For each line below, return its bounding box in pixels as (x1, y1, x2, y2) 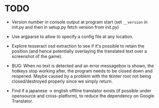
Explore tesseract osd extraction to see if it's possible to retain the (11, 43, 144, 49)
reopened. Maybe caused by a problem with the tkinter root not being (11, 73, 151, 79)
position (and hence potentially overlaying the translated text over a (11, 48, 147, 54)
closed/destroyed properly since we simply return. (11, 78, 113, 84)
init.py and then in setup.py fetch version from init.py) (11, 24, 119, 30)
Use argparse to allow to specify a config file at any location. (11, 34, 133, 39)
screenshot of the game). (11, 53, 63, 59)
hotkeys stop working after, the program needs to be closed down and (11, 68, 153, 73)
